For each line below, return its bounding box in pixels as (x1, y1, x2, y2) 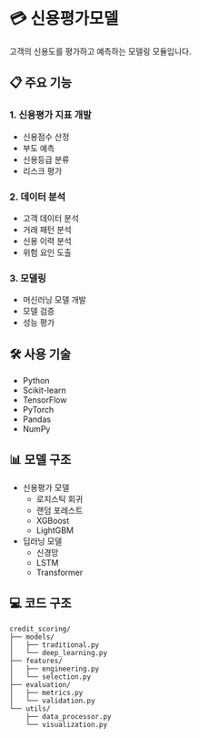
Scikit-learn (22, 384, 66, 396)
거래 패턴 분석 (22, 224, 72, 235)
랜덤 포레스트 (35, 505, 84, 516)
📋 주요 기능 (9, 75, 73, 91)
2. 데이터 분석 (9, 190, 66, 203)
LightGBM (35, 525, 75, 536)
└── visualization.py (25, 720, 107, 729)
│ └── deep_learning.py (9, 648, 107, 657)
